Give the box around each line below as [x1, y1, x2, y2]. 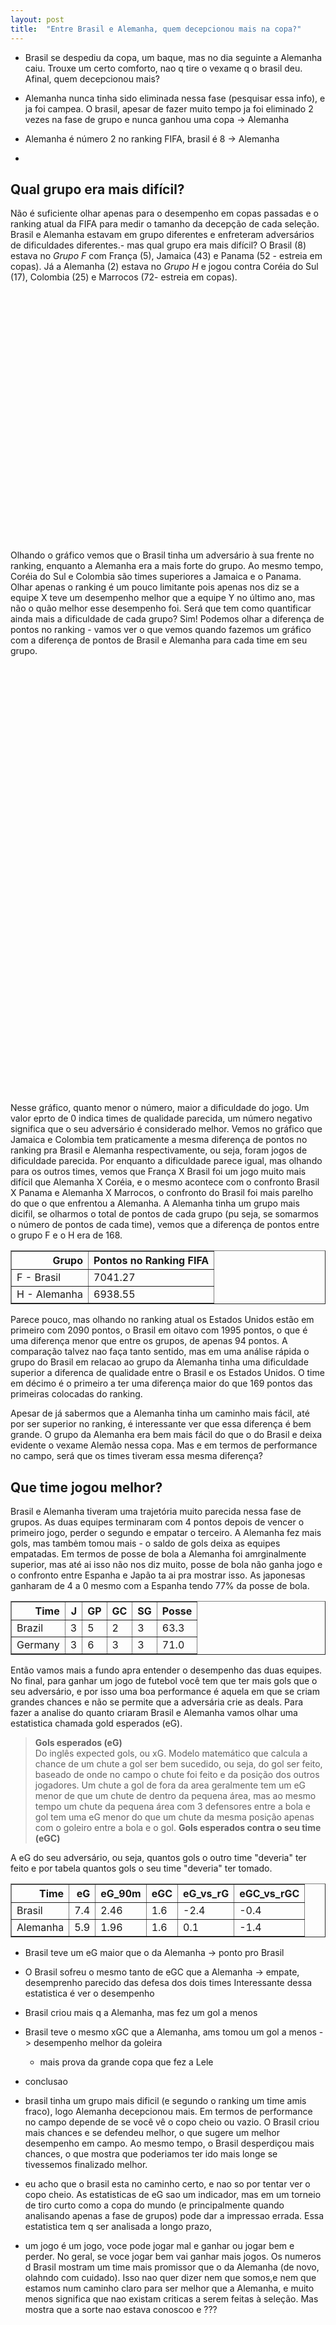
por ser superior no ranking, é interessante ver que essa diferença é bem [10, 1418, 312, 1430]
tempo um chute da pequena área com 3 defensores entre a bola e [34, 1801, 312, 1813]
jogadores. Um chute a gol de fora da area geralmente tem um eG [34, 1779, 307, 1791]
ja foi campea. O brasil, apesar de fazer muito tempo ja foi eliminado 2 [24, 102, 314, 115]
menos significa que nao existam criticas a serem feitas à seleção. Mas [24, 2293, 319, 2305]
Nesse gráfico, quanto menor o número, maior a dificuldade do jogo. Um [10, 1102, 310, 1114]
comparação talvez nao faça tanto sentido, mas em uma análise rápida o [10, 1346, 310, 1358]
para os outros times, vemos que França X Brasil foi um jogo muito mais [10, 1166, 307, 1178]
